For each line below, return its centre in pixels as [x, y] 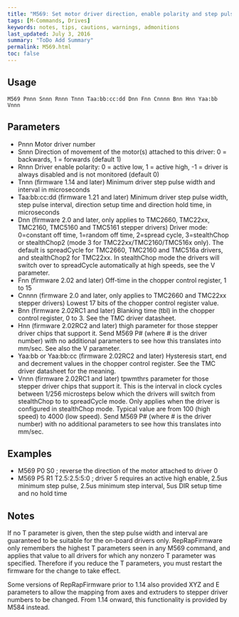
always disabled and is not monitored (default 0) [89, 174]
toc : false [23, 54]
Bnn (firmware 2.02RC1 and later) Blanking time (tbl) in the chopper [116, 310]
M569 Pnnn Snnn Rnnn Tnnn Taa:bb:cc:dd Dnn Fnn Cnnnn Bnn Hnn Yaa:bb [113, 99]
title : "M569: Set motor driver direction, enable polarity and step [113, 14]
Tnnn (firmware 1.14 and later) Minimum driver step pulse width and [116, 181]
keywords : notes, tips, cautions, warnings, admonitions [94, 27]
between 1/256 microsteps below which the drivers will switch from [116, 394]
